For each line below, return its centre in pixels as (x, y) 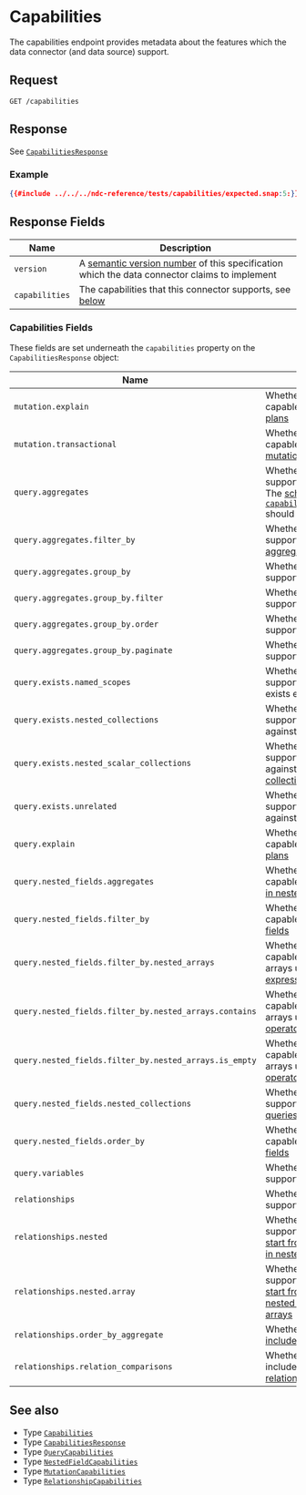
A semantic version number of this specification (181, 263)
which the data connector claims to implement (178, 274)
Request (34, 81)
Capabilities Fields (51, 328)
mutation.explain (51, 406)
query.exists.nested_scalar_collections (102, 763)
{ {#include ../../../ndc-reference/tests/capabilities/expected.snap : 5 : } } (154, 193)
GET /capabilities (44, 101)
